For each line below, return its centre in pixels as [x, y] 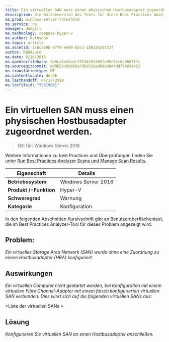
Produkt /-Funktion [31, 190]
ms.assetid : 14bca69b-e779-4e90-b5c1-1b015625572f [59, 47]
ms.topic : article [24, 43]
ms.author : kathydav [27, 38]
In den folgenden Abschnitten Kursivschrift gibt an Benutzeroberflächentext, [84, 219]
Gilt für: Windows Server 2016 [49, 145]
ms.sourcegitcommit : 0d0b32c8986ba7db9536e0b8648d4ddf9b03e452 [73, 66]
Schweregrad [24, 198]
